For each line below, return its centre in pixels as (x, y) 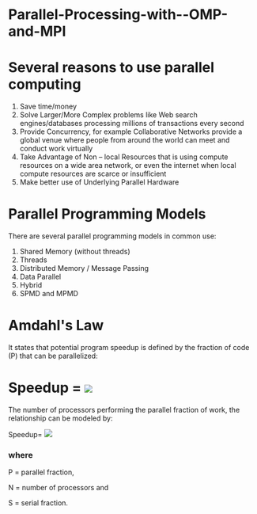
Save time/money (48, 107)
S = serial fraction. (38, 503)
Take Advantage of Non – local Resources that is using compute (124, 157)
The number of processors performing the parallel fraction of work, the (124, 409)
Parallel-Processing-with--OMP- (118, 15)
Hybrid (31, 285)
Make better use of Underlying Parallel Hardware (99, 182)
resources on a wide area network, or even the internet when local (128, 166)
